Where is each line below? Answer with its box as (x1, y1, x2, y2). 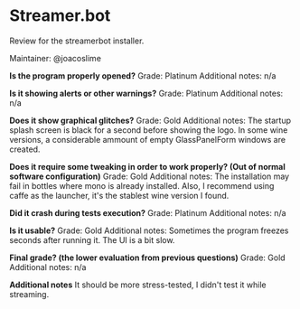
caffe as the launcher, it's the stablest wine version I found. (9, 190, 230, 201)
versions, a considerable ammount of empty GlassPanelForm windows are (9, 134, 286, 145)
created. (9, 144, 41, 154)
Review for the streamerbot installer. (9, 35, 145, 46)
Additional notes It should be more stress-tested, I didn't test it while (9, 279, 267, 290)
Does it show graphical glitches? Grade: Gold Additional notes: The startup (9, 115, 292, 126)
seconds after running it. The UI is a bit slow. (9, 234, 175, 245)
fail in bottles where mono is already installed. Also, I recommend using (9, 180, 275, 191)
